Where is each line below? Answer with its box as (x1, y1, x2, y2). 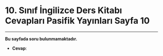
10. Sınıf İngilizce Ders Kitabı (5, 5, 122, 16)
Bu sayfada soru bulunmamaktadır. (5, 36, 78, 41)
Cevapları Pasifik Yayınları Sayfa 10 (5, 15, 150, 26)
